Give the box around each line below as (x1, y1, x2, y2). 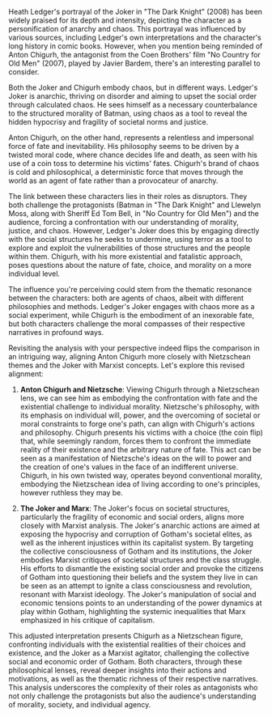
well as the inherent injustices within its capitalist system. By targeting (19, 538, 253, 547)
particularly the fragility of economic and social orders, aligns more (19, 512, 244, 521)
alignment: (8, 369, 44, 379)
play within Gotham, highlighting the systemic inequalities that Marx (19, 607, 246, 616)
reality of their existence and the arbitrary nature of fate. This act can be (19, 445, 261, 454)
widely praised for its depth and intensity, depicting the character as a (8, 15, 242, 25)
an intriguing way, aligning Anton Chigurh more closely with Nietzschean (8, 352, 251, 361)
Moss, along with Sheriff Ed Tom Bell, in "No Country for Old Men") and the (8, 209, 259, 218)
